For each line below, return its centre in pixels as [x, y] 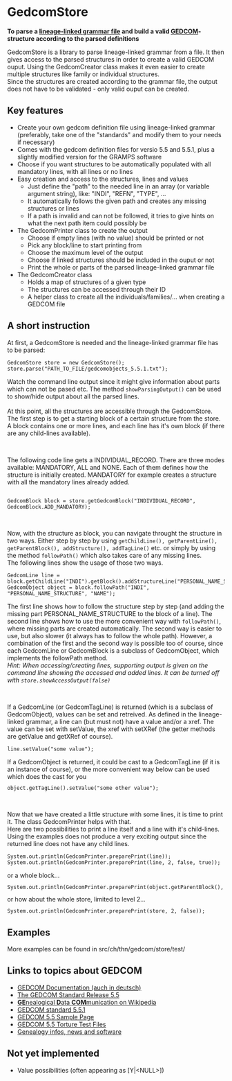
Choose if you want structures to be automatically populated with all [114, 164]
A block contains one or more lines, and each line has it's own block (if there [116, 425]
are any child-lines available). [49, 433]
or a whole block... [33, 876]
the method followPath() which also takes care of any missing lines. [105, 555]
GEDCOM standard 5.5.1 [51, 1010]
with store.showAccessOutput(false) [59, 680]
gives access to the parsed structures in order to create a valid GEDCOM [111, 59]
